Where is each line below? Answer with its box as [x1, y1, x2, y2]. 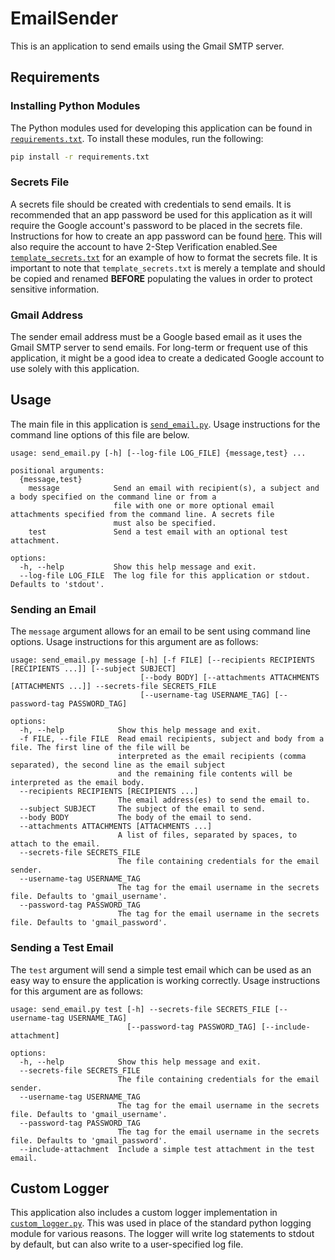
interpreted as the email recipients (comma [117, 752, 307, 762]
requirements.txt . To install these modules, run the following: [10, 132, 264, 144]
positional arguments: [10, 465, 105, 476]
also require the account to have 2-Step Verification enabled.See [10, 240, 278, 252]
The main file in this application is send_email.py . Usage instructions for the [10, 418, 321, 430]
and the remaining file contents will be [117, 769, 293, 779]
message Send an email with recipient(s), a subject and [28, 483, 320, 493]
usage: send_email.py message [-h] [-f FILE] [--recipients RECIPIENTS [10, 655, 315, 666]
